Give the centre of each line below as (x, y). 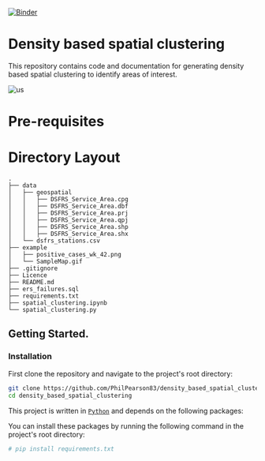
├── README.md (32, 283)
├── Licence (28, 275)
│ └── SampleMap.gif (45, 262)
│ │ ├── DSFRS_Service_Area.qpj (68, 220)
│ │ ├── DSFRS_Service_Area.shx (68, 234)
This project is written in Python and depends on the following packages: (126, 410)
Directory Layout (64, 157)
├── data (22, 186)
